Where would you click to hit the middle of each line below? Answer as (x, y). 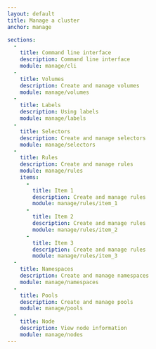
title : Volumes (42, 79)
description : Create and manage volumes (80, 85)
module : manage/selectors (58, 145)
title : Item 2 (53, 217)
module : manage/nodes (51, 335)
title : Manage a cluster (44, 20)
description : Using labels (59, 112)
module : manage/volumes (55, 92)
